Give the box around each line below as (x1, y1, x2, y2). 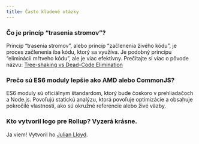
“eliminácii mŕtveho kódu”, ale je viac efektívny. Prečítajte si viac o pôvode (6, 54, 189, 62)
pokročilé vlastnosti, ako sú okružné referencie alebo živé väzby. (6, 102, 167, 109)
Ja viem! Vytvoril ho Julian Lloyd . (6, 131, 88, 138)
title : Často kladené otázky (6, 8, 79, 15)
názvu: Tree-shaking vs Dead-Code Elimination (6, 61, 123, 68)
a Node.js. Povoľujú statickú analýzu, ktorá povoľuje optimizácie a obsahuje (6, 96, 193, 103)
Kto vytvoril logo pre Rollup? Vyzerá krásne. (6, 117, 138, 125)
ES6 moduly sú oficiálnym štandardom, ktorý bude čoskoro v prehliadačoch (6, 90, 194, 97)
